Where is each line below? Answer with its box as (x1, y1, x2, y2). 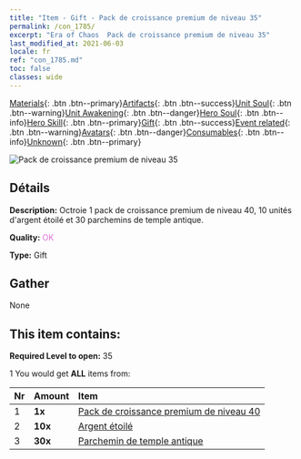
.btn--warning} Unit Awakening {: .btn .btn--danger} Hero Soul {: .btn (9, 107, 260, 118)
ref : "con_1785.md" (9, 56, 84, 65)
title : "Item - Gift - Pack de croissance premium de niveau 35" (9, 13, 262, 23)
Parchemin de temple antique (77, 434, 204, 447)
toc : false (9, 65, 51, 74)
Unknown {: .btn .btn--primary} (26, 136, 142, 147)
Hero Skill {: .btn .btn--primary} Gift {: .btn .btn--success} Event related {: (26, 117, 291, 127)
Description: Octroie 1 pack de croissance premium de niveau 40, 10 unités (9, 204, 293, 215)
